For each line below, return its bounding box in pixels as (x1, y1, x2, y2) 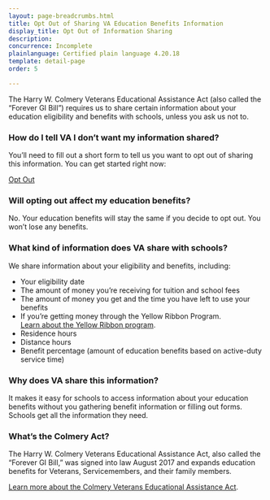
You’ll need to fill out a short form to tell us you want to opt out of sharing (8, 150, 254, 160)
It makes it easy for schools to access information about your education (8, 393, 249, 402)
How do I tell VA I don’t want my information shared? (8, 132, 220, 143)
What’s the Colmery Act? (8, 430, 110, 441)
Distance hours (20, 337, 72, 346)
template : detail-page (8, 58, 85, 66)
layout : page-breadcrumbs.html (8, 11, 115, 20)
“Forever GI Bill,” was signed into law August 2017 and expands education (8, 458, 256, 467)
